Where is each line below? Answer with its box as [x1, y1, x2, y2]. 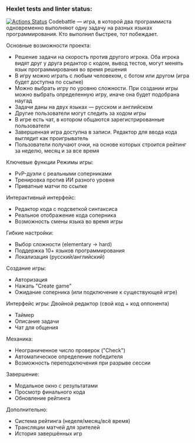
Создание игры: [6, 265, 47, 272]
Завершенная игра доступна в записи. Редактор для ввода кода [14, 128, 178, 135]
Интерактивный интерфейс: [6, 194, 76, 201]
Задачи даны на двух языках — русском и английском [14, 104, 153, 111]
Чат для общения [14, 324, 58, 331]
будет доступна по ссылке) [14, 78, 84, 85]
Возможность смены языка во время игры [14, 218, 123, 225]
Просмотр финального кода [14, 388, 85, 396]
